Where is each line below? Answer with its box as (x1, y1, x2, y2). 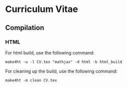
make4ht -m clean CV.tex (5, 77, 57, 83)
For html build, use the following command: (5, 49, 95, 55)
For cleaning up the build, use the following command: (5, 68, 118, 74)
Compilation (5, 23, 44, 32)
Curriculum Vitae (5, 3, 78, 15)
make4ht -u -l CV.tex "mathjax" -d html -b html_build (5, 59, 122, 64)
